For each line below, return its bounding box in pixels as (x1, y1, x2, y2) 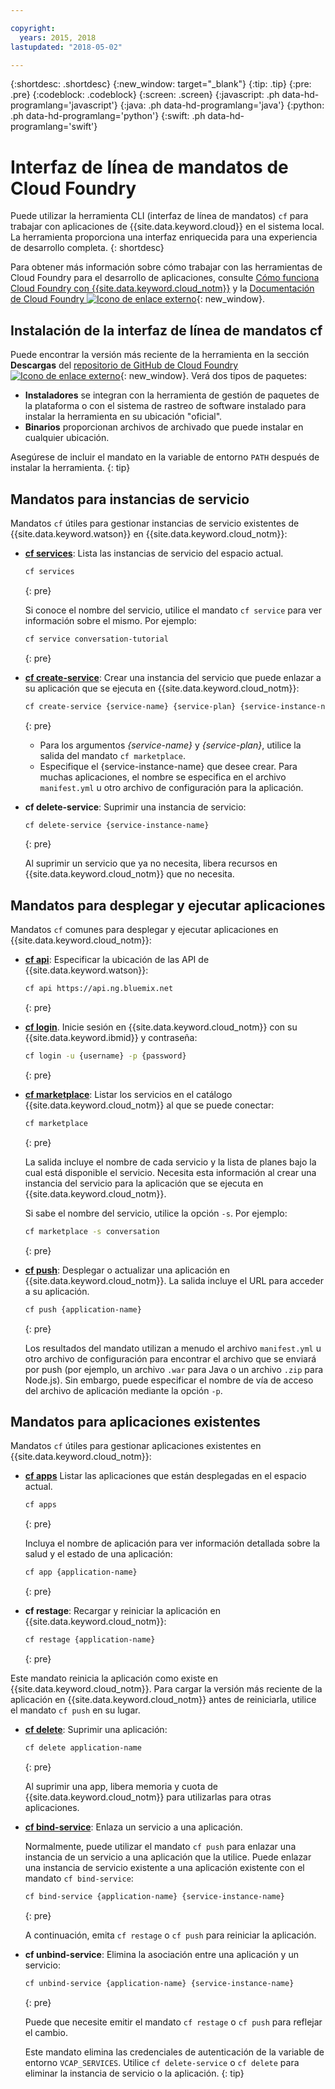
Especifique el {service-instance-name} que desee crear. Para (39, 760, 298, 772)
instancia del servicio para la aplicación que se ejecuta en (24, 1177, 264, 1189)
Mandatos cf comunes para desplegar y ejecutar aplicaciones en (10, 924, 279, 936)
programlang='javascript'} (10, 99, 118, 111)
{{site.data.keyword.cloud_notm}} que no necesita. (24, 868, 235, 880)
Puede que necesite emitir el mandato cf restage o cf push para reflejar (24, 2016, 323, 2028)
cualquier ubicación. (24, 432, 110, 444)
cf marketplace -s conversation (24, 1226, 160, 1236)
